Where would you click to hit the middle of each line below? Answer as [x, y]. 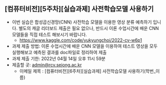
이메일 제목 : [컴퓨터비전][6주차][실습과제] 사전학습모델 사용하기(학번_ [87, 71]
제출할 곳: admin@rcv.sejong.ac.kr [47, 64]
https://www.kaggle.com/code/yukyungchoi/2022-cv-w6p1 [80, 40]
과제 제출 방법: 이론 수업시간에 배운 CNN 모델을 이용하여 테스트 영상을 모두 [85, 46]
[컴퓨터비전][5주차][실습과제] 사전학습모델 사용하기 [79, 9]
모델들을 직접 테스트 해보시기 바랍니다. [49, 34]
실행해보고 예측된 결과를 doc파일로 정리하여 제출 [59, 52]
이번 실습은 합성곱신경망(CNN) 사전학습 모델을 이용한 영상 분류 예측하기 [82, 22]
